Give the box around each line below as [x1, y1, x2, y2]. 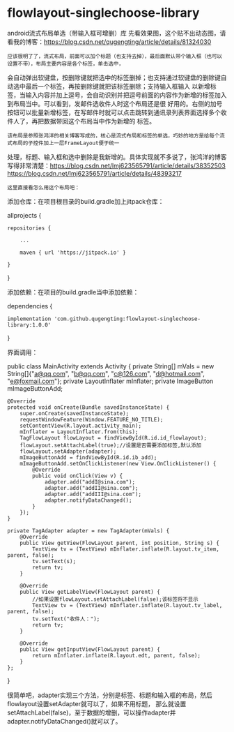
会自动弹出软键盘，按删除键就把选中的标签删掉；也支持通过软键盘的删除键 [7, 73, 221, 82]
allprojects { [7, 211, 42, 219]
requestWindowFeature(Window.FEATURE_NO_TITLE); [19, 416, 164, 423]
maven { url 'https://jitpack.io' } [19, 249, 127, 256]
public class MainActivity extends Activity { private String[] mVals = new [7, 361, 214, 371]
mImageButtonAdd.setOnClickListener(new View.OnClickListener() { [19, 460, 217, 467]
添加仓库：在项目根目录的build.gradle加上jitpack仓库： [7, 197, 164, 205]
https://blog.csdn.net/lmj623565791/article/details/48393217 [7, 169, 182, 177]
